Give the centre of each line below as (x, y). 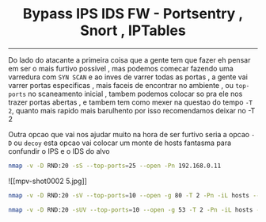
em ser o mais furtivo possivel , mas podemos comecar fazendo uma (121, 68)
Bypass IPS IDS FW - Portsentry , (133, 14)
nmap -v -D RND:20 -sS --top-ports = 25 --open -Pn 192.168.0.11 (115, 166)
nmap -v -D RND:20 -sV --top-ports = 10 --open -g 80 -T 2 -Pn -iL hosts (129, 195)
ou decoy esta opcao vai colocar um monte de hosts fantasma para (123, 143)
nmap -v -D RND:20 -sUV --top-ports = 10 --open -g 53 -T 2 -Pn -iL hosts (131, 210)
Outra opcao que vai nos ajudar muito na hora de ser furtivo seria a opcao (129, 134)
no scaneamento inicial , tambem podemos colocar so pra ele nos (135, 94)
